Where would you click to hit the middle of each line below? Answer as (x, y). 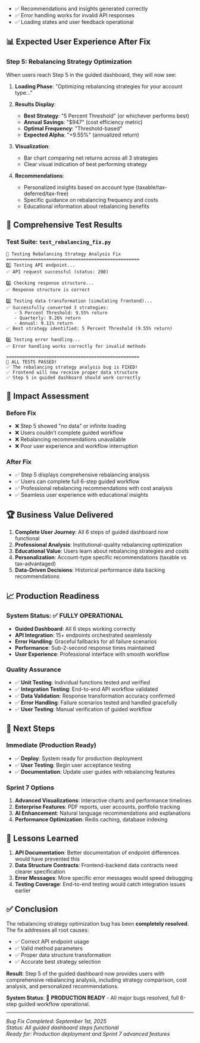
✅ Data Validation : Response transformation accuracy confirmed (95, 696)
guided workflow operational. (54, 1004)
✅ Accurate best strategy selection (58, 961)
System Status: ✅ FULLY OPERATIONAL (65, 616)
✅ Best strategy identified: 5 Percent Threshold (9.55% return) (89, 329)
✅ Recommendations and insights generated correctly (81, 9)
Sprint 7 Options (30, 787)
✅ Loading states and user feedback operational (74, 22)
